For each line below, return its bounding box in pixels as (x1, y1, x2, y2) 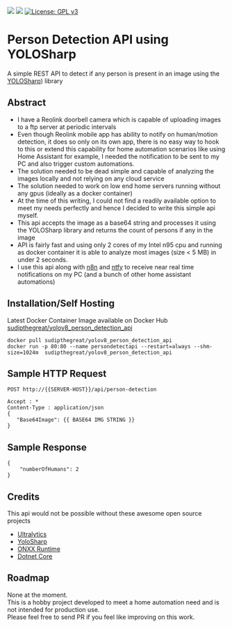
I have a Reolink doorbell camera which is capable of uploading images (17, 115, 221, 124)
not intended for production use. (7, 605, 100, 613)
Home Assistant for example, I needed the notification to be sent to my (17, 152, 220, 160)
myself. (17, 211, 39, 219)
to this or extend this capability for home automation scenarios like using (17, 144, 226, 153)
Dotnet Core (17, 552, 53, 560)
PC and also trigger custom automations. (17, 160, 135, 168)
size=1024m (7, 349, 39, 356)
